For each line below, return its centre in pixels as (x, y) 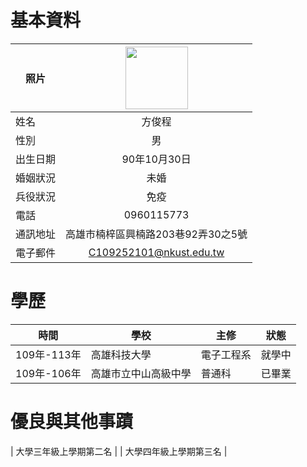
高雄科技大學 (121, 354)
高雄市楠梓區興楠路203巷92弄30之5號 (156, 234)
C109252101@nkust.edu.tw (156, 252)
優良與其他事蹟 (72, 422)
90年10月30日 (156, 159)
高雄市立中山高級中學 (141, 373)
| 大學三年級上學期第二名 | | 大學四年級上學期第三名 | (119, 451)
